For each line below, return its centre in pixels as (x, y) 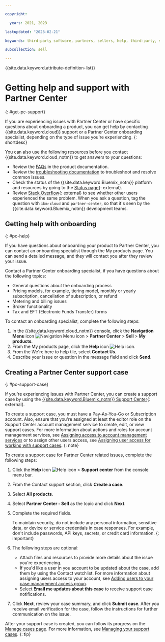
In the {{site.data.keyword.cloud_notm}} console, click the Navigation (83, 331)
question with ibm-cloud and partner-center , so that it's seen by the (81, 203)
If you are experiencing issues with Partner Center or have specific (73, 122)
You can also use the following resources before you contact (67, 152)
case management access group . (53, 583)
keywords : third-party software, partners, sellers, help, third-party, (81, 41)
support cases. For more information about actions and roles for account (79, 430)
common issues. (29, 177)
